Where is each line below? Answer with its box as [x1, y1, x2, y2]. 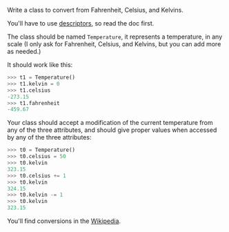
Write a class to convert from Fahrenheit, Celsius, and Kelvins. [7, 6, 184, 14]
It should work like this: [7, 61, 73, 68]
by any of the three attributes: [7, 133, 92, 142]
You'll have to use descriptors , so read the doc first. [7, 19, 155, 27]
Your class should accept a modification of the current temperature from [7, 119, 214, 127]
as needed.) [7, 48, 41, 55]
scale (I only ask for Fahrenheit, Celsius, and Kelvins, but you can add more [7, 40, 221, 48]
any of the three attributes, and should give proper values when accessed [7, 126, 217, 134]
